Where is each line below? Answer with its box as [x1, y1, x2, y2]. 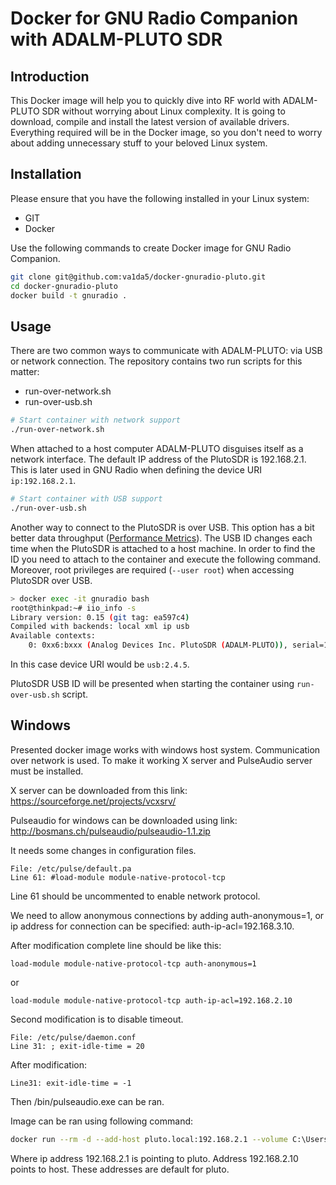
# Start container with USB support [10, 494, 163, 504]
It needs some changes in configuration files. [10, 844, 197, 856]
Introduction [10, 68, 90, 85]
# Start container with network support [10, 415, 182, 426]
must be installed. [10, 765, 84, 777]
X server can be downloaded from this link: [10, 784, 188, 796]
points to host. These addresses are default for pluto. [10, 1163, 230, 1175]
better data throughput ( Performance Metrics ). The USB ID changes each [10, 532, 313, 544]
